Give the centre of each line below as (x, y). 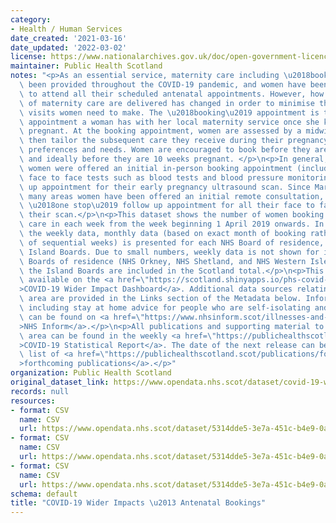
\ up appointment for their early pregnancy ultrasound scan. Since (165, 187)
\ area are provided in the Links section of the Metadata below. (160, 299)
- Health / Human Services (66, 29)
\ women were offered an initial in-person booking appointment (156, 168)
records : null (40, 391)
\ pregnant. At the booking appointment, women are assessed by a (160, 131)
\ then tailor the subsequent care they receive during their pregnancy (174, 141)
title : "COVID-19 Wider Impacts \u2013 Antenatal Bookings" (138, 503)
